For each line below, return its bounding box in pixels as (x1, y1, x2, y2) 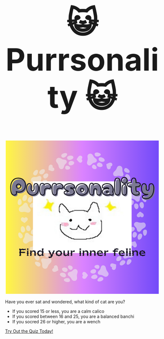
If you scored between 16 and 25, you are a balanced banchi (12, 313, 135, 319)
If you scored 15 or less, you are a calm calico (12, 309, 104, 314)
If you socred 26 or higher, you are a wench (12, 319, 101, 324)
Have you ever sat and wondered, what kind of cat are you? (5, 299, 125, 305)
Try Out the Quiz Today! (5, 328, 53, 334)
